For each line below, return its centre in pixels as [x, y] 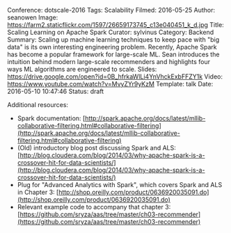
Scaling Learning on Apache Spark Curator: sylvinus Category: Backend [111, 32]
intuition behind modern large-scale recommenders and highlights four [109, 62]
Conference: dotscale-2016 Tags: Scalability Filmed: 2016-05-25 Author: [111, 10]
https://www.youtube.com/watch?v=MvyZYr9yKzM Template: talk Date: [110, 84]
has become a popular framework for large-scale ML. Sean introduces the [113, 54]
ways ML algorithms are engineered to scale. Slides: [82, 69]
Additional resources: [38, 105]
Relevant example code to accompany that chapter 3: [94, 207]
